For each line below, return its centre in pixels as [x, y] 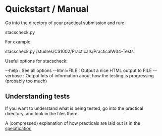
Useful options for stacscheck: [36, 61]
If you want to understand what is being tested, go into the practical [74, 108]
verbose [14, 75]
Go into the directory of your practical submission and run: [65, 23]
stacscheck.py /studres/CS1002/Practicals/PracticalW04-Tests [69, 51]
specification [18, 128]
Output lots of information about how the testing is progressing [90, 75]
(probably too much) [26, 81]
